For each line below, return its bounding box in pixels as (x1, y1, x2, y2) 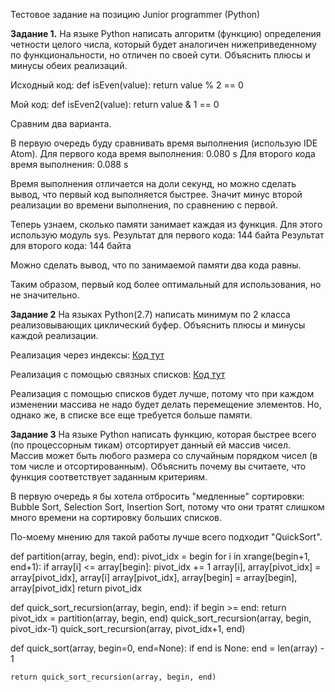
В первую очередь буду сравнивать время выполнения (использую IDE (10, 137, 318, 149)
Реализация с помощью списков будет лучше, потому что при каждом (10, 388, 315, 399)
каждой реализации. (10, 330, 99, 341)
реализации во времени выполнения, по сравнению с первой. (10, 199, 278, 211)
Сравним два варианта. (10, 118, 112, 129)
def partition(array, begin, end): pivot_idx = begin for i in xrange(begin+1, (10, 550, 311, 562)
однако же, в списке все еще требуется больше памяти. (10, 409, 253, 421)
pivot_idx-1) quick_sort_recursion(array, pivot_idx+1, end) (10, 623, 246, 634)
